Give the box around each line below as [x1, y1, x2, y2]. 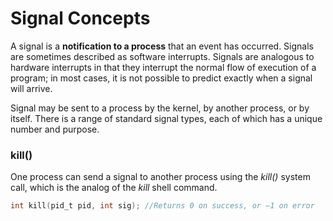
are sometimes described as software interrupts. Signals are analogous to [10, 50, 315, 62]
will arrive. [10, 82, 53, 94]
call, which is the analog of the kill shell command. [10, 182, 218, 194]
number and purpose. [10, 123, 100, 135]
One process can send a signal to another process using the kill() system [10, 171, 311, 183]
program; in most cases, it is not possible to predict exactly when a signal [10, 72, 313, 84]
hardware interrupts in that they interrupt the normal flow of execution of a [10, 61, 317, 73]
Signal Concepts [10, 7, 151, 30]
